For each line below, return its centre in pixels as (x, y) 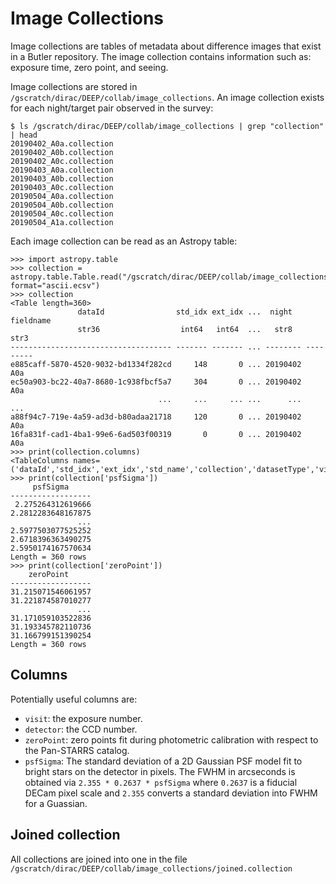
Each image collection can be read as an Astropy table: (124, 241)
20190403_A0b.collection (62, 178)
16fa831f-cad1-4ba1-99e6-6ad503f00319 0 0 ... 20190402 (156, 434)
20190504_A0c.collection (62, 213)
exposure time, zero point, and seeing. (89, 67)
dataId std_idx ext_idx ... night (185, 312)
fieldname (31, 320)
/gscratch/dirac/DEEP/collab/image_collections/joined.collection (151, 868)
